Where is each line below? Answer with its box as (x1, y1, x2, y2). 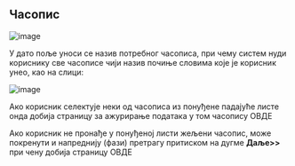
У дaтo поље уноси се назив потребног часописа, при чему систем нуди (9, 48, 287, 59)
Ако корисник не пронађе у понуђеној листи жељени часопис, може (9, 128, 272, 138)
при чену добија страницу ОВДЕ (9, 146, 133, 157)
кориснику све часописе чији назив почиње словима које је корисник (9, 57, 277, 67)
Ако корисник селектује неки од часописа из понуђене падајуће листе (9, 101, 280, 112)
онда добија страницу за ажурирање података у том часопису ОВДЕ (9, 110, 273, 121)
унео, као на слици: (9, 67, 84, 77)
